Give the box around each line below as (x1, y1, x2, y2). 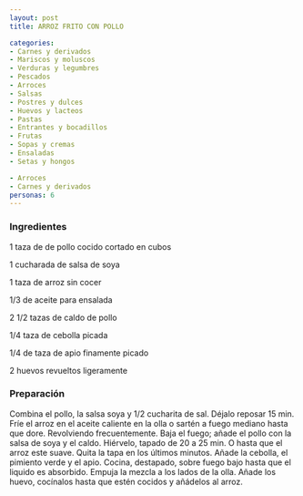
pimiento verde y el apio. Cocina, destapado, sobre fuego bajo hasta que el (9, 457, 291, 468)
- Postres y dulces (9, 98, 84, 107)
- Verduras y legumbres (9, 64, 100, 73)
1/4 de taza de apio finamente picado (9, 347, 149, 358)
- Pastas (9, 115, 43, 124)
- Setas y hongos (9, 157, 76, 166)
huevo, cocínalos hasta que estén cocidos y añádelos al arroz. (9, 476, 243, 487)
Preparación (9, 387, 66, 400)
